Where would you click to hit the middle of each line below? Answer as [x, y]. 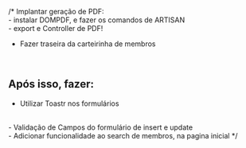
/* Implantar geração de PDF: [57, 12]
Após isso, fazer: [51, 84]
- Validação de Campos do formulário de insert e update [101, 127]
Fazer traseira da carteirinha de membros [88, 44]
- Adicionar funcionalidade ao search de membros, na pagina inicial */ [123, 135]
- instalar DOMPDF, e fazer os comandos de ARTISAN [97, 20]
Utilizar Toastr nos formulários [69, 103]
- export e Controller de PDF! [56, 28]
